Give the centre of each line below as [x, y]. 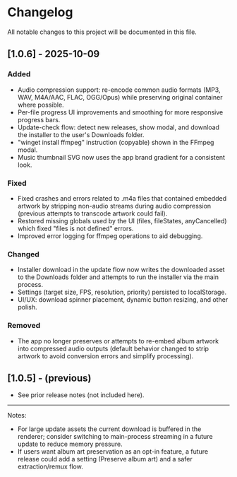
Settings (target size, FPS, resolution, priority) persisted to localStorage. [122, 292]
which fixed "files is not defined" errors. [75, 228]
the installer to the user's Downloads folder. [81, 134]
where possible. [41, 105]
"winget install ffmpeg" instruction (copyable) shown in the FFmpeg [116, 142]
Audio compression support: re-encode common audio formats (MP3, [119, 90]
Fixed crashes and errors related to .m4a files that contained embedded [122, 198]
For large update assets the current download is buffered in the [109, 429]
